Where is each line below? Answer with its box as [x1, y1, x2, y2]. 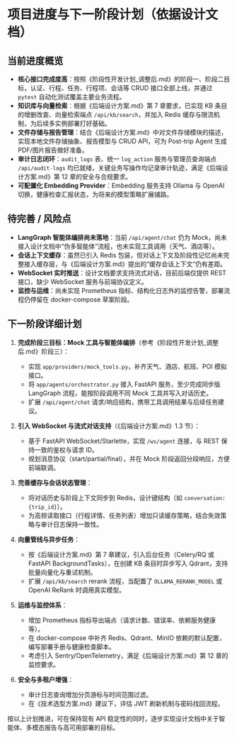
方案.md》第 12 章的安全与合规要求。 [23, 172, 132, 181]
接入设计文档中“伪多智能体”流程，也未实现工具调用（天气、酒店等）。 [17, 242, 219, 250]
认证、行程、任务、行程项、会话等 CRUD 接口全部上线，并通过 [30, 84, 213, 92]
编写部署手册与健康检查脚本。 [28, 642, 115, 651]
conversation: [183, 495, 226, 502]
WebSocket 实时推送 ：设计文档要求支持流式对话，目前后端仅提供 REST [17, 268, 226, 277]
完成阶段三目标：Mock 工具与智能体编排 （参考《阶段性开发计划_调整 [17, 338, 219, 346]
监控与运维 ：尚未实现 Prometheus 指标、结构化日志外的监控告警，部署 [17, 286, 224, 294]
